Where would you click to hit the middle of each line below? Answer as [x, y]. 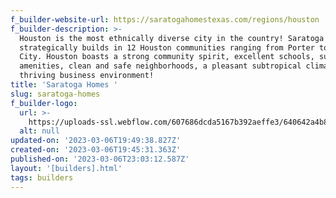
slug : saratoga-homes [55, 94]
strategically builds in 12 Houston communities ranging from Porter [167, 47]
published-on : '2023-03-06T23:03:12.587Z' [100, 159]
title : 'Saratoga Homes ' [64, 85]
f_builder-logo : [44, 103]
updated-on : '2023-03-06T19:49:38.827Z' [96, 141]
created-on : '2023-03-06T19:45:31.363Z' [96, 150]
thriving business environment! [87, 76]
